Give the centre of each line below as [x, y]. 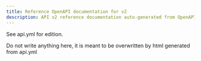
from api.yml [22, 52]
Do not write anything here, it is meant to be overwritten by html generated [98, 46]
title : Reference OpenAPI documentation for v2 [67, 12]
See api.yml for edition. [35, 34]
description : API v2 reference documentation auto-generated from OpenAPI [101, 17]
